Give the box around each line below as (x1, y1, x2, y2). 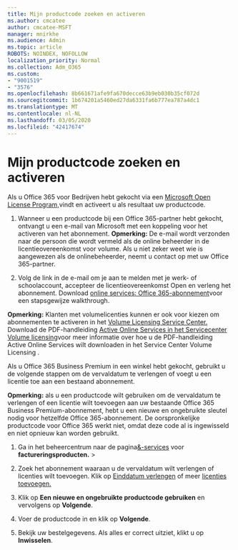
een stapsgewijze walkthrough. (17, 296, 110, 305)
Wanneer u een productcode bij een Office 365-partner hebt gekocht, (17, 214, 224, 223)
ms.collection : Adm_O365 (7, 64, 81, 71)
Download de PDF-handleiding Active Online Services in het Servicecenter (7, 326, 227, 334)
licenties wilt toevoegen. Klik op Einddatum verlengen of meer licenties (17, 472, 227, 481)
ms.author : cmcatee (7, 17, 66, 24)
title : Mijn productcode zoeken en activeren (7, 10, 145, 18)
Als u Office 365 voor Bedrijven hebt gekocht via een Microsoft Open (7, 193, 211, 201)
